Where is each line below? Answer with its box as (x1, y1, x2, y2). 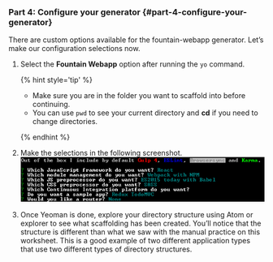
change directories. (32, 117, 98, 127)
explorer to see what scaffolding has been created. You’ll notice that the (19, 218, 262, 229)
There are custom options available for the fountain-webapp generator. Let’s (8, 35, 264, 45)
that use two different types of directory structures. (19, 244, 193, 254)
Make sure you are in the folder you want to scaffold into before (32, 91, 246, 101)
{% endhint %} (19, 132, 71, 142)
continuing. (32, 100, 71, 110)
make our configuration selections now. (8, 44, 141, 54)
